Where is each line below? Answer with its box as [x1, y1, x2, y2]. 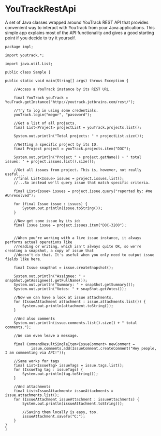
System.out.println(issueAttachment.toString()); [22, 401, 124, 406]
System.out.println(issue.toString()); [22, 205, 103, 211]
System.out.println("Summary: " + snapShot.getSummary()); [14, 282, 135, 287]
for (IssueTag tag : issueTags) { [14, 367, 83, 372]
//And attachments [14, 384, 51, 389]
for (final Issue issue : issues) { [14, 201, 88, 206]
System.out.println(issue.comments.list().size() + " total [14, 320, 137, 325]
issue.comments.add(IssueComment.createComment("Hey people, [30, 346, 157, 351]
